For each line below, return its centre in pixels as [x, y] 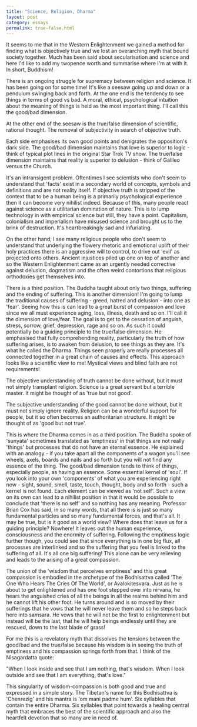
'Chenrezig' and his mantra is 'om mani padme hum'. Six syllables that [91, 699]
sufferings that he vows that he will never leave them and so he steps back [96, 609]
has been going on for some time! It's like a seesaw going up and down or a [98, 87]
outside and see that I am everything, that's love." [66, 675]
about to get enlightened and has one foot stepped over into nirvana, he [93, 590]
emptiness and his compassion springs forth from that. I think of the [88, 651]
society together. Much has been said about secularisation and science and [98, 57]
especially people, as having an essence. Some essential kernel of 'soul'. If [97, 472]
